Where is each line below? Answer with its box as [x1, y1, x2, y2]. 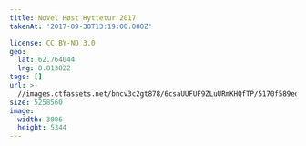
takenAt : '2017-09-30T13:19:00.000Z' [9, 22, 153, 31]
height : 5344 [17, 123, 67, 132]
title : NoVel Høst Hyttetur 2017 [9, 13, 137, 23]
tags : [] [9, 72, 43, 82]
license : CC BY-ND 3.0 [9, 38, 96, 47]
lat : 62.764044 [17, 56, 76, 65]
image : [9, 106, 35, 115]
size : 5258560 [9, 98, 64, 107]
